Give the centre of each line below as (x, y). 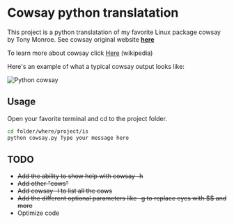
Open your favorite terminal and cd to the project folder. (87, 118)
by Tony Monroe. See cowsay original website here (81, 39)
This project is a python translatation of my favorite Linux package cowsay (114, 32)
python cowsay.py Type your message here (68, 138)
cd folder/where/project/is (48, 131)
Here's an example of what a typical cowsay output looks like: (96, 66)
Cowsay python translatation (93, 13)
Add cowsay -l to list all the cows (65, 191)
